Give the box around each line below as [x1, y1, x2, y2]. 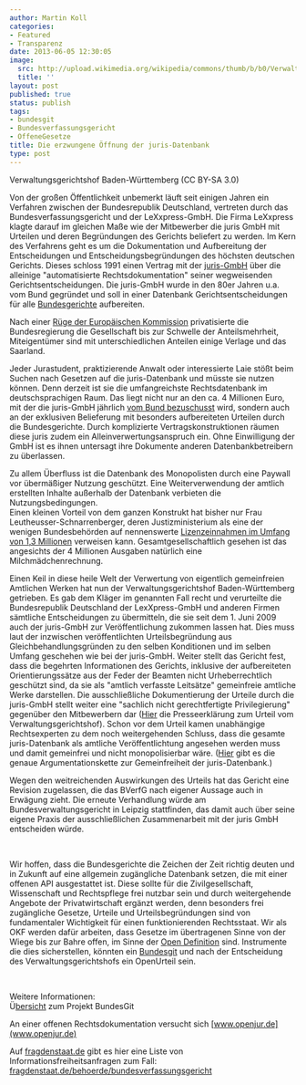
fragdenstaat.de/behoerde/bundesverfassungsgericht [9, 1065, 212, 1076]
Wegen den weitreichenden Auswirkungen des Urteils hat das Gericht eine [9, 775, 290, 786]
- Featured [9, 30, 51, 39]
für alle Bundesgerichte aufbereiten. [9, 298, 146, 309]
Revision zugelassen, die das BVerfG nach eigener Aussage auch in [9, 784, 264, 795]
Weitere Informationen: [9, 991, 96, 1002]
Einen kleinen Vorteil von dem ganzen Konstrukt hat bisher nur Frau [9, 506, 262, 517]
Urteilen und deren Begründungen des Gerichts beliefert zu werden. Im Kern [9, 230, 296, 242]
